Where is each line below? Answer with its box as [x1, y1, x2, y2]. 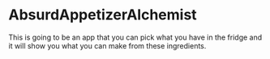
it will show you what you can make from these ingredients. [8, 40, 207, 50]
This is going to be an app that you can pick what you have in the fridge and [8, 32, 263, 42]
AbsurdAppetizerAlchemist [8, 6, 197, 24]
